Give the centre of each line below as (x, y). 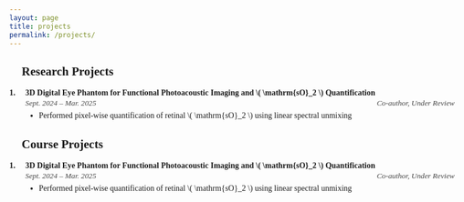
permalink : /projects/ (53, 35)
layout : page (34, 18)
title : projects (40, 26)
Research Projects (68, 71)
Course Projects (63, 144)
